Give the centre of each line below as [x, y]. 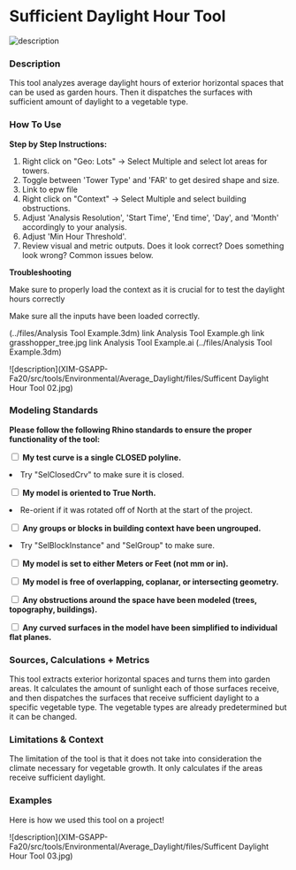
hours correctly [37, 299]
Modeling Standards [54, 410]
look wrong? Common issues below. [87, 255]
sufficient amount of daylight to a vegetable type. [99, 102]
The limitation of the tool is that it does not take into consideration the [136, 759]
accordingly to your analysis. [74, 226]
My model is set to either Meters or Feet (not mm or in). [125, 563]
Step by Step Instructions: [58, 144]
